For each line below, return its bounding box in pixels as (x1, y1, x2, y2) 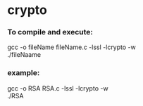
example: (7, 68, 40, 78)
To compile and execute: (7, 27, 93, 37)
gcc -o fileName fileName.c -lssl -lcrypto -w (7, 43, 136, 51)
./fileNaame (7, 51, 41, 59)
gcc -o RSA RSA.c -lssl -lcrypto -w (7, 84, 108, 93)
